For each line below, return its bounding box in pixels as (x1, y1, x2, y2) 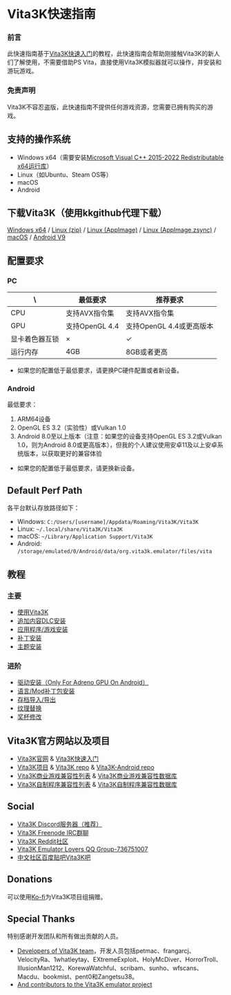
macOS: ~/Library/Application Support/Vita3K (17, 532, 153, 541)
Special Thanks (7, 913, 75, 925)
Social (7, 801, 34, 812)
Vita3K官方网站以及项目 (7, 735, 110, 747)
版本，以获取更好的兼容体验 (23, 450, 102, 458)
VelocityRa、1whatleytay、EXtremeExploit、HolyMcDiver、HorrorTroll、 (17, 956, 222, 964)
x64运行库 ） (17, 161, 53, 170)
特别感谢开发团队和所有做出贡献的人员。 (7, 932, 122, 941)
